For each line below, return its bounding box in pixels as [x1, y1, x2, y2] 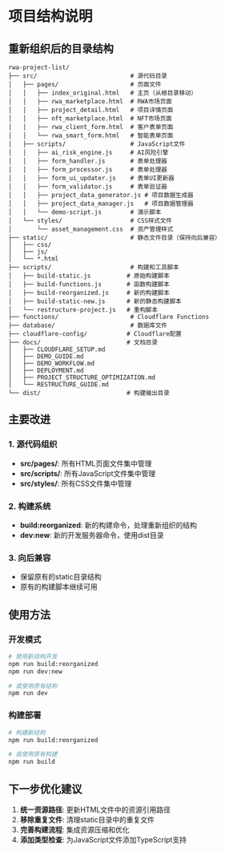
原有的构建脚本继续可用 [19, 582, 98, 592]
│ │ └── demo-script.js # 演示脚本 [8, 208, 162, 216]
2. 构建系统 [8, 500, 51, 511]
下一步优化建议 [8, 782, 82, 796]
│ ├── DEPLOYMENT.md [8, 366, 84, 374]
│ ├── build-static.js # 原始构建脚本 [8, 272, 170, 280]
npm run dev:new [8, 667, 62, 676]
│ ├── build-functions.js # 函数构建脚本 [8, 281, 170, 289]
